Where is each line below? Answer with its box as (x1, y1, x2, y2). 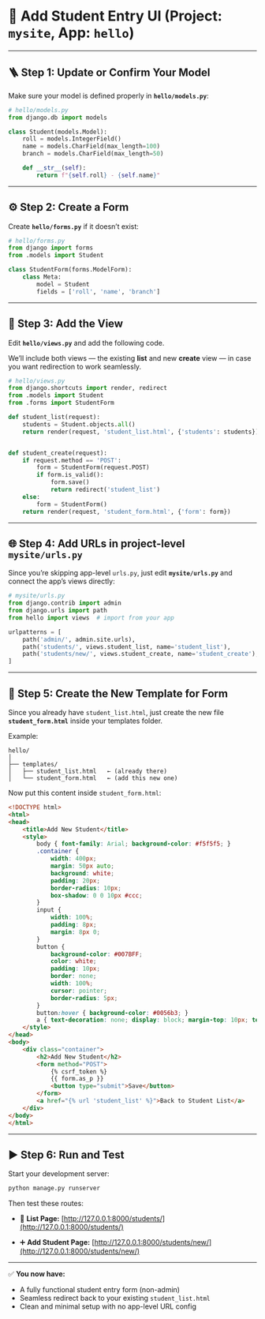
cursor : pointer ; (50, 987, 108, 995)
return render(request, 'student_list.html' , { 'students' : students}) (22, 428, 259, 436)
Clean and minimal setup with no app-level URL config (19, 1302, 197, 1311)
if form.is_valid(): (36, 471, 104, 479)
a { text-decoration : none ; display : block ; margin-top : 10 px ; (36, 1016, 248, 1025)
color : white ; (50, 957, 97, 965)
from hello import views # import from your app (8, 613, 175, 622)
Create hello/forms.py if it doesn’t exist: (8, 221, 140, 231)
